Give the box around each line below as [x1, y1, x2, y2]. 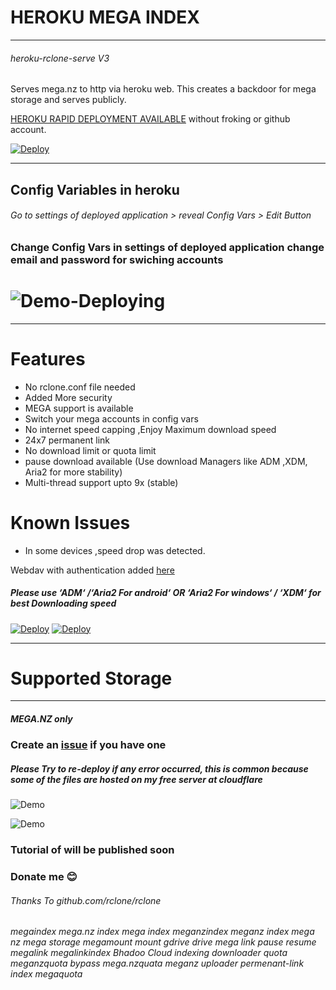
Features [10, 347, 86, 370]
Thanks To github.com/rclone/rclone [10, 894, 162, 906]
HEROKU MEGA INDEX [10, 6, 201, 29]
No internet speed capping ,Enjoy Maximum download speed [24, 423, 277, 435]
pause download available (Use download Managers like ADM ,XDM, [24, 455, 308, 467]
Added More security [24, 391, 113, 403]
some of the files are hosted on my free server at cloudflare [10, 774, 263, 786]
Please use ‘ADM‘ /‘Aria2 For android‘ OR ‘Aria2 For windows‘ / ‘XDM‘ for [10, 587, 322, 599]
